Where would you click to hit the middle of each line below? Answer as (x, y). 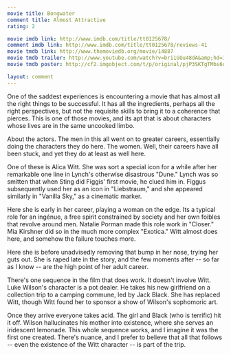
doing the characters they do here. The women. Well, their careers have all (113, 146)
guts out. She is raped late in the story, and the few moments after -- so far (113, 259)
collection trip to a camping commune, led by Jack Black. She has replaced (114, 294)
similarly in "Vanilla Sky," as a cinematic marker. (75, 196)
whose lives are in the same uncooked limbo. (71, 125)
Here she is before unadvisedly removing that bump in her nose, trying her (113, 252)
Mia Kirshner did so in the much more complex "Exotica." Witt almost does (112, 231)
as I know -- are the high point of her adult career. (78, 266)
